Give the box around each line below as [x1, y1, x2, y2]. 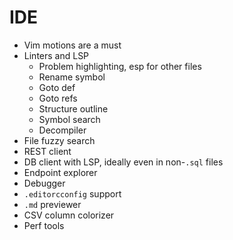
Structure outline [38, 102, 109, 115]
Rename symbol [38, 71, 106, 83]
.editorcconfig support [23, 187, 122, 200]
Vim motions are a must [23, 39, 122, 51]
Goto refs [38, 92, 78, 104]
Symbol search [38, 113, 101, 125]
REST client [23, 145, 72, 157]
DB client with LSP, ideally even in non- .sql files [23, 156, 224, 168]
